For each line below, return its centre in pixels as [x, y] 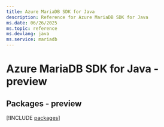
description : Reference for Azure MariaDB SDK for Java [77, 17]
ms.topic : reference [32, 28]
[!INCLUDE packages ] [33, 118]
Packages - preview [44, 103]
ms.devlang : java [28, 34]
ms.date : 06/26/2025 [32, 23]
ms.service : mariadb [32, 39]
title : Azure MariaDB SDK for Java [51, 12]
